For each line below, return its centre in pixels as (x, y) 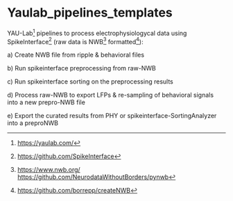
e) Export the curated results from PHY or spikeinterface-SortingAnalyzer (112, 116)
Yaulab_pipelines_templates (90, 13)
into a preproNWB (33, 123)
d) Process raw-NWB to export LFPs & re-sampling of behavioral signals (110, 95)
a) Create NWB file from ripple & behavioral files (76, 55)
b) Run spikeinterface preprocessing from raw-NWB (81, 68)
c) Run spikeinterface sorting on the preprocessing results (90, 82)
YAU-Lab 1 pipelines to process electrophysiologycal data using (97, 32)
